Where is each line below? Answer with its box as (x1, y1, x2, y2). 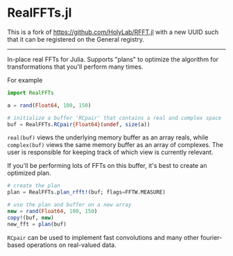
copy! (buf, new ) (7, 214, 54, 221)
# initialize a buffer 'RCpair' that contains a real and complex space (7, 114, 222, 121)
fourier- (200, 233, 223, 241)
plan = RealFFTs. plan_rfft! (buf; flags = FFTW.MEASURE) (7, 189, 166, 196)
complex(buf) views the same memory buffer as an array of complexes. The (7, 141, 224, 149)
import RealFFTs (7, 89, 54, 96)
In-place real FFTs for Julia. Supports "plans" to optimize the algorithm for (7, 55, 219, 63)
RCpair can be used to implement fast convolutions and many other (7, 233, 200, 241)
